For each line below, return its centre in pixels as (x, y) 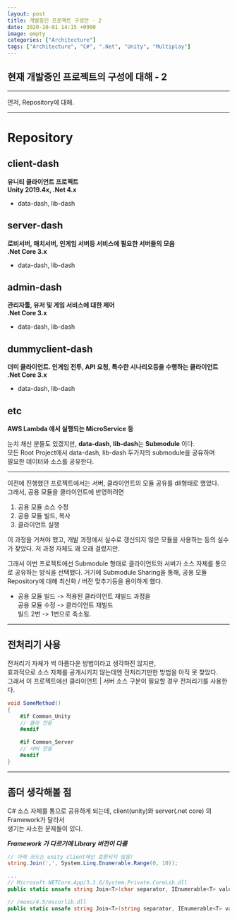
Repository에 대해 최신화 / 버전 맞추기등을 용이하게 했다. (85, 581)
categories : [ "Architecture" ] (52, 40)
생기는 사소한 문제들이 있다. (45, 829)
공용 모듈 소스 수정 (43, 507)
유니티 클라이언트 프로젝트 (43, 182)
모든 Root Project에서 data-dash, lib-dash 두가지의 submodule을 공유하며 (111, 452)
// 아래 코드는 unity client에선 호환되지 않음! (71, 857)
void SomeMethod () (34, 703)
